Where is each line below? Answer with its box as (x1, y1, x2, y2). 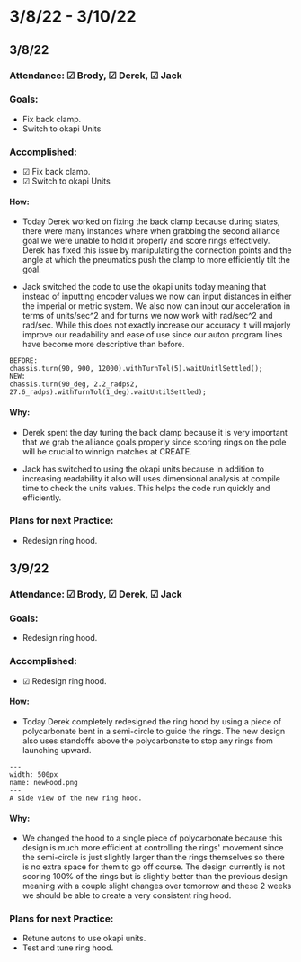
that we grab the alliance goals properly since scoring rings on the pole (22, 436, 287, 447)
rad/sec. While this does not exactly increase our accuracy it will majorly (22, 319, 291, 330)
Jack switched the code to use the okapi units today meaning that (22, 282, 267, 292)
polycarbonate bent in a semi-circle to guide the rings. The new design (22, 725, 286, 736)
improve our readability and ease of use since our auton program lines (22, 329, 283, 340)
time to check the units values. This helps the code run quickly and (22, 482, 270, 493)
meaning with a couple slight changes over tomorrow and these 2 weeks (22, 880, 292, 892)
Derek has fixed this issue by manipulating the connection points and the (22, 245, 292, 256)
